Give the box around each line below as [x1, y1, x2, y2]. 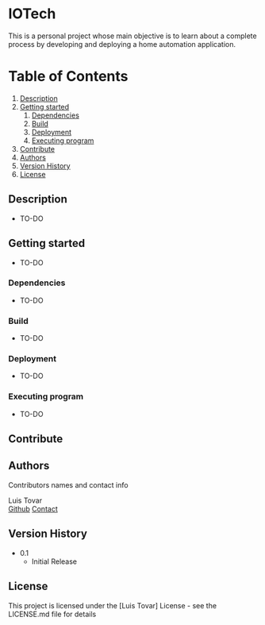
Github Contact [8, 503, 58, 513]
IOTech [8, 5, 56, 23]
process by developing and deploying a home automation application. [8, 39, 236, 48]
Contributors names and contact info [8, 480, 129, 489]
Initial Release [31, 557, 78, 566]
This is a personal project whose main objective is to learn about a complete [8, 31, 257, 41]
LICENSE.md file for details [8, 609, 97, 619]
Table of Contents [8, 68, 129, 86]
